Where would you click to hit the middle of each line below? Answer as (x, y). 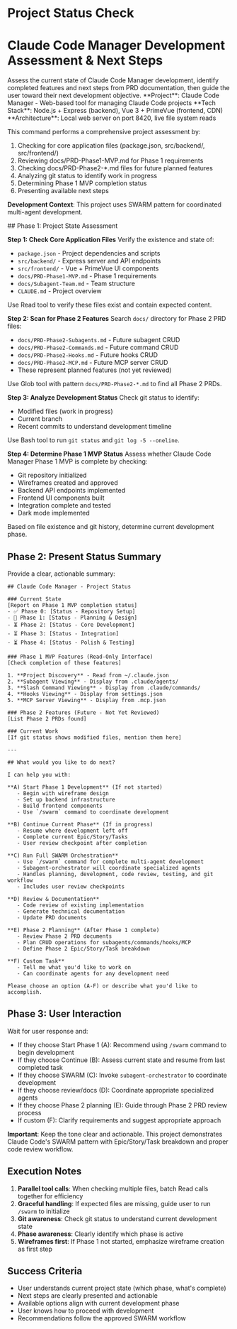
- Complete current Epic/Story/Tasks (73, 837)
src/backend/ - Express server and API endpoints (89, 261)
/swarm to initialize (44, 1211)
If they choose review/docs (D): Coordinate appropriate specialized (116, 1090)
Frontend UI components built (61, 498)
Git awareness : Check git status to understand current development (117, 1218)
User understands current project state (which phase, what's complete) (122, 1288)
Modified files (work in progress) (65, 411)
